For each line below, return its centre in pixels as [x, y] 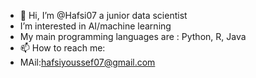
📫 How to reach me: [62, 48]
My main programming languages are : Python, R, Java [133, 36]
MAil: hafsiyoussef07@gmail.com [87, 62]
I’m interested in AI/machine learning [95, 26]
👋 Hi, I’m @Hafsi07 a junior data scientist [103, 15]
